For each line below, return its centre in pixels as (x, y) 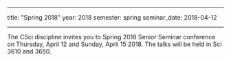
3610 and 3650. (29, 51)
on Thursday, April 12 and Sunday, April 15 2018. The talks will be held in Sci (114, 44)
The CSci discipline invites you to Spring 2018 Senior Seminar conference (111, 37)
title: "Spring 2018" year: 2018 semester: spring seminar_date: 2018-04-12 (112, 17)
